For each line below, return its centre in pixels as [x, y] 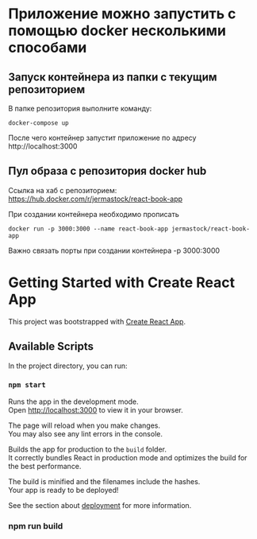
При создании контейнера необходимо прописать [94, 214]
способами [48, 48]
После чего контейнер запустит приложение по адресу [102, 138]
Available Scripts [51, 347]
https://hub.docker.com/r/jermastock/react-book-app [96, 199]
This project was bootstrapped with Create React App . [97, 321]
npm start [27, 385]
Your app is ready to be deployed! [63, 490]
